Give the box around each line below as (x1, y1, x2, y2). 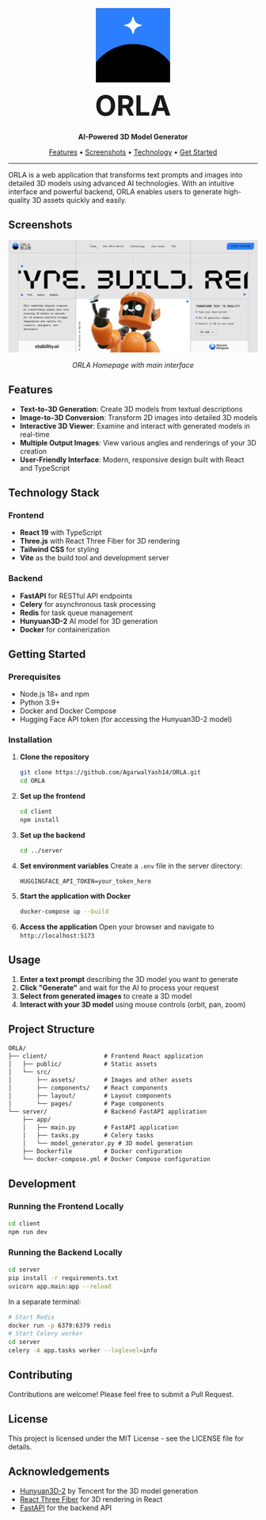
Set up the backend (19, 830, 85, 839)
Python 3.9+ (19, 697, 61, 708)
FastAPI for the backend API (19, 1503, 112, 1512)
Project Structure (8, 1022, 95, 1036)
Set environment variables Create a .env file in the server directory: (19, 861, 243, 870)
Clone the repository (19, 752, 89, 762)
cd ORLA (19, 777, 45, 785)
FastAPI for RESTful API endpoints (19, 590, 133, 601)
